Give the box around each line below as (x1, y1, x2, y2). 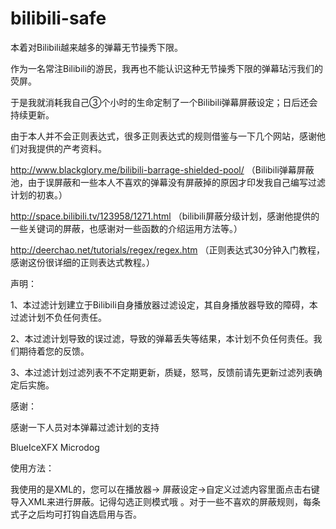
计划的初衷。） (10, 188, 68, 201)
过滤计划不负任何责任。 (10, 311, 107, 323)
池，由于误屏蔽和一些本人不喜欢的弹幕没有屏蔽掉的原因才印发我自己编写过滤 (10, 176, 326, 188)
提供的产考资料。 (36, 142, 107, 154)
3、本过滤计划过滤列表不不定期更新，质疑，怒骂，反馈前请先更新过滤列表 (10, 366, 314, 378)
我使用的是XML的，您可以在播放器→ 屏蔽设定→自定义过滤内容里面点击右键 (10, 483, 320, 495)
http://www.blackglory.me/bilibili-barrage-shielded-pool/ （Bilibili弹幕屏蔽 (10, 163, 315, 176)
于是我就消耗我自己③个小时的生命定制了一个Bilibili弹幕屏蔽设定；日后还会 (10, 96, 318, 108)
